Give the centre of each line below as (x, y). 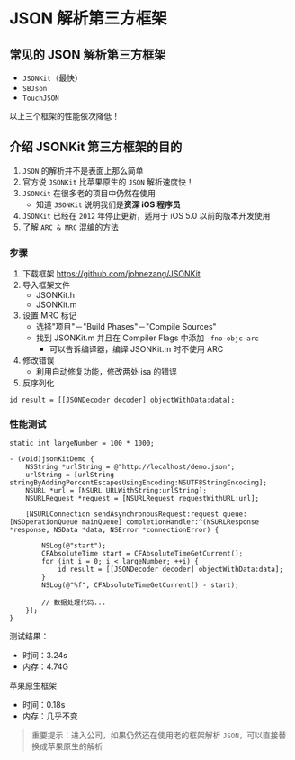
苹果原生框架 (33, 686)
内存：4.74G (45, 666)
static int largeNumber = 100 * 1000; (82, 443)
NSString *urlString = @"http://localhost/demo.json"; (130, 467)
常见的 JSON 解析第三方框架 (88, 54)
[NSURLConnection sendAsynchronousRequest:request (122, 514)
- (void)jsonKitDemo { (52, 459)
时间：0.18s (44, 705)
